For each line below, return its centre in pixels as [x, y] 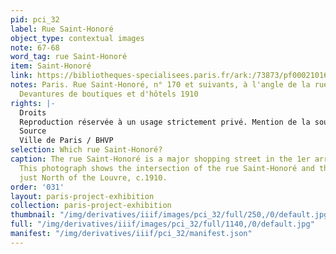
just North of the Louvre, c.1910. [93, 177]
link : [21, 76]
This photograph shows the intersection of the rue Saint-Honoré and [167, 168]
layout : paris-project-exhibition [82, 196]
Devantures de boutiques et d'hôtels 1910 [109, 94]
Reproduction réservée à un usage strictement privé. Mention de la [165, 122]
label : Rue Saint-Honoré [62, 29]
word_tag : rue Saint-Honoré [69, 57]
